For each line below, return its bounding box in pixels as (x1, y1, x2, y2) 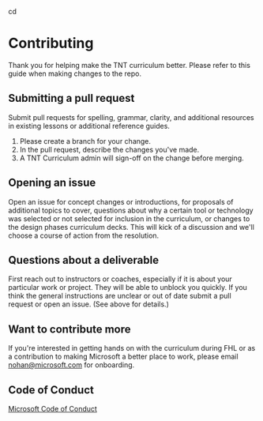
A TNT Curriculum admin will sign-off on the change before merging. (19, 153, 245, 163)
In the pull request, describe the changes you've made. (19, 145, 200, 154)
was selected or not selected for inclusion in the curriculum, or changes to (8, 213, 250, 224)
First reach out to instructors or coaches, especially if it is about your (8, 274, 233, 284)
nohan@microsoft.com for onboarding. (8, 360, 135, 370)
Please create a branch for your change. (19, 136, 152, 145)
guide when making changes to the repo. (8, 69, 142, 78)
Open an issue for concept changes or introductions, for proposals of (8, 197, 235, 206)
